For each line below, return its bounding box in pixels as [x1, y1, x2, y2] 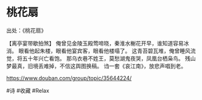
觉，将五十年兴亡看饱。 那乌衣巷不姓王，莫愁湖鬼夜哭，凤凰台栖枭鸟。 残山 [6, 55, 196, 62]
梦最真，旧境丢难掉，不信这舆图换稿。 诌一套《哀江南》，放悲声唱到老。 [6, 62, 187, 70]
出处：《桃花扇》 [6, 27, 47, 34]
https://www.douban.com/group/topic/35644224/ [6, 74, 132, 82]
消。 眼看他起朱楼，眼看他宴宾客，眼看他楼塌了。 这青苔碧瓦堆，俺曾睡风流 [6, 47, 196, 55]
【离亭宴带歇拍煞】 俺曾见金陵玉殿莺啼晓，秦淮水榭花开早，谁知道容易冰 [6, 39, 189, 47]
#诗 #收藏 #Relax [6, 87, 50, 94]
